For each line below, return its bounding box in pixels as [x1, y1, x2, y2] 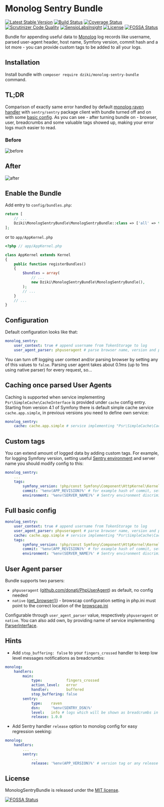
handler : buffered [31, 687, 84, 692]
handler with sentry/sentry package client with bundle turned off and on [5, 109, 151, 115]
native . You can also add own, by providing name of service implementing [5, 618, 155, 623]
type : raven [31, 701, 62, 706]
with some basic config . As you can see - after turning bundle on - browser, [5, 114, 158, 120]
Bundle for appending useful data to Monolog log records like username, [5, 34, 151, 40]
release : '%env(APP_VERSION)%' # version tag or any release [31, 761, 159, 766]
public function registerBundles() [14, 261, 86, 267]
